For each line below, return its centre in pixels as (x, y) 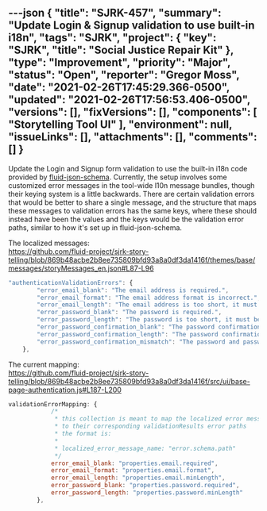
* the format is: (83, 434)
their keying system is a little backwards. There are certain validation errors (132, 194)
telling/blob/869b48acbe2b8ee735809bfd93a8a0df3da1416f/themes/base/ (132, 259)
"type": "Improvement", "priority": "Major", (120, 63)
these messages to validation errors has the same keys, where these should (132, 210)
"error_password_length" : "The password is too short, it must (143, 320)
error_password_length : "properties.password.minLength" (147, 493)
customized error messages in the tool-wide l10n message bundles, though (132, 185)
